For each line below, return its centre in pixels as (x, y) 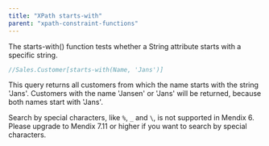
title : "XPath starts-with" (56, 16)
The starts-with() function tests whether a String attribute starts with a (125, 46)
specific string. (33, 55)
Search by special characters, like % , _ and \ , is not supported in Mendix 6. (132, 118)
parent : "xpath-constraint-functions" (73, 23)
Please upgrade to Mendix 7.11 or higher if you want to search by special (128, 127)
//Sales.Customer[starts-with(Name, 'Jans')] (86, 69)
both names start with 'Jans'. (56, 102)
